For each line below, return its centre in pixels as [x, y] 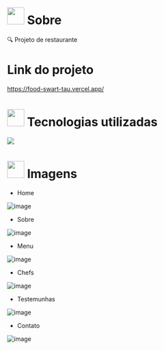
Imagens [52, 174]
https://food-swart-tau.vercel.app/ [56, 88]
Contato [28, 325]
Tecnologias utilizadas [92, 122]
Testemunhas [36, 299]
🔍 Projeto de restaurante [42, 39]
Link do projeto [51, 70]
